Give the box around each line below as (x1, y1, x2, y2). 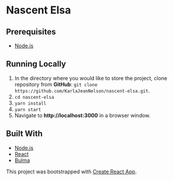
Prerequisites (6, 27, 56, 37)
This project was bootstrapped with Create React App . (6, 168, 137, 175)
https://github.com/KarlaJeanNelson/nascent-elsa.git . (14, 87, 150, 94)
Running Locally (6, 59, 66, 69)
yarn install (14, 100, 47, 106)
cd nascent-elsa (14, 94, 54, 100)
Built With (6, 129, 43, 139)
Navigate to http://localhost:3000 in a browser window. (14, 112, 151, 119)
